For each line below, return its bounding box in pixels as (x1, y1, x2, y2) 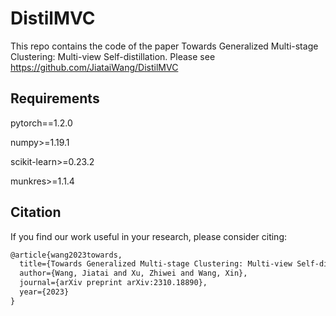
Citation (10, 204, 62, 221)
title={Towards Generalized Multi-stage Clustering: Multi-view (19, 259, 293, 269)
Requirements (10, 90, 100, 107)
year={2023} (19, 287, 70, 297)
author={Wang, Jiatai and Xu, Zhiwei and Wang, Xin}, (19, 268, 248, 279)
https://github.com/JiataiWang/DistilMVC (10, 61, 179, 73)
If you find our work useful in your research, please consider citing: (10, 230, 288, 242)
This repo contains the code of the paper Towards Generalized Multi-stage (10, 40, 319, 52)
